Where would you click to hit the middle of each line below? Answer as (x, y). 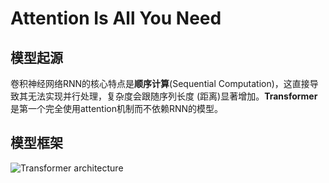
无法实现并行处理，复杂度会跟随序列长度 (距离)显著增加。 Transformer (172, 96)
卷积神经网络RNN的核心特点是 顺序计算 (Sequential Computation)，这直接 (160, 83)
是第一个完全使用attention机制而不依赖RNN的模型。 (117, 108)
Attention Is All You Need (116, 18)
